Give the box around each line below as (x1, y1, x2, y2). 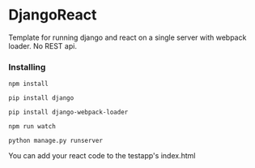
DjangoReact (8, 6, 97, 24)
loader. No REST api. (8, 41, 77, 50)
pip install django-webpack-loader (8, 108, 129, 117)
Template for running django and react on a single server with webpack (8, 32, 247, 42)
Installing (8, 61, 46, 72)
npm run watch (8, 123, 57, 131)
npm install (8, 80, 49, 88)
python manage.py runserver (8, 136, 104, 145)
